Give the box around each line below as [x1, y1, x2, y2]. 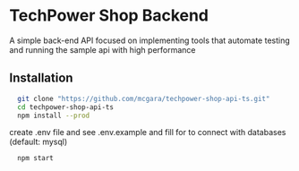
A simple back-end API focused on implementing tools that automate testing [9, 35, 291, 46]
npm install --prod [17, 111, 90, 120]
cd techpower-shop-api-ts [17, 102, 115, 112]
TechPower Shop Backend [9, 5, 209, 26]
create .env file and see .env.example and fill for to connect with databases [9, 127, 286, 138]
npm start [17, 154, 54, 163]
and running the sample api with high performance [9, 44, 196, 55]
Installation [9, 71, 73, 86]
